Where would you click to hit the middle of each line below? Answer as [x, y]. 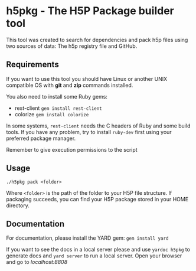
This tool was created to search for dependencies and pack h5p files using [97, 40]
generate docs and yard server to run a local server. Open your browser [94, 256]
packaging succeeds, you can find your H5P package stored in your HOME [97, 199]
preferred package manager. [41, 138]
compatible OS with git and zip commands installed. [70, 85]
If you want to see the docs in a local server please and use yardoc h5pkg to [98, 250]
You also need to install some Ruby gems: [57, 96]
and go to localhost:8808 [37, 262]
